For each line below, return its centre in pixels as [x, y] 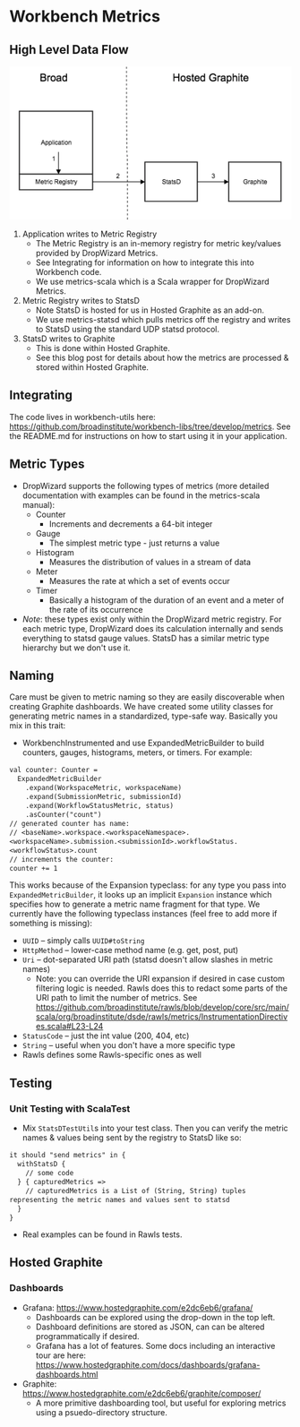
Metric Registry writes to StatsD [81, 300]
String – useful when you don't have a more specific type [129, 1045]
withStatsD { [42, 1165]
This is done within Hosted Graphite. [103, 348]
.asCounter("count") [64, 815]
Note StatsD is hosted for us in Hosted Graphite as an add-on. [150, 310]
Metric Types [47, 464]
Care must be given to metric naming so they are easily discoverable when [147, 697]
